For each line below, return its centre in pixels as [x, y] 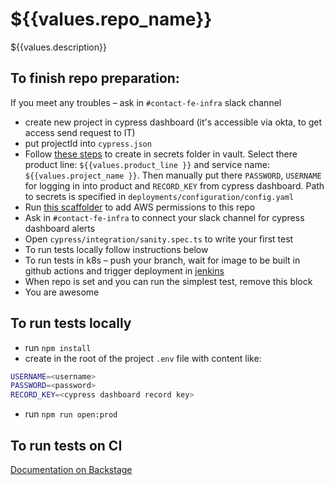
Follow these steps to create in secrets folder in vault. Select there [161, 154]
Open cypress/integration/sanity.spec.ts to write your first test [159, 239]
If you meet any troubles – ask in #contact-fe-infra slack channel [146, 102]
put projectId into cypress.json [88, 143]
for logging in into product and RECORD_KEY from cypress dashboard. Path [174, 185]
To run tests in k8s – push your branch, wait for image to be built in [162, 260]
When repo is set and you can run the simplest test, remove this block [168, 281]
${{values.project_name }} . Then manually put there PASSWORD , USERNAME [173, 175]
